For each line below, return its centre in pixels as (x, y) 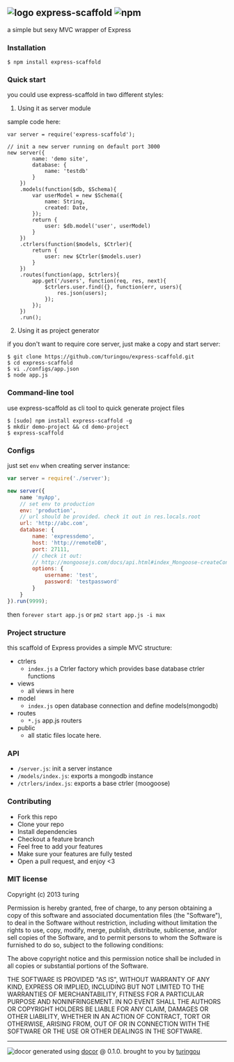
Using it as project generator (58, 331)
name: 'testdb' (67, 172)
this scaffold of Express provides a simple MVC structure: (90, 647)
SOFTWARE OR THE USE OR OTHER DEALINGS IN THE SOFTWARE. (105, 1031)
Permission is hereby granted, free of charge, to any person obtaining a (110, 908)
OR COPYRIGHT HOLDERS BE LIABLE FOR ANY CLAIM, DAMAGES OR (108, 1009)
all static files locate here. (64, 735)
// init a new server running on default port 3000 (84, 147)
